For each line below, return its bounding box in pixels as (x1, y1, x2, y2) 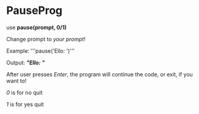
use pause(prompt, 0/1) (6, 24, 67, 31)
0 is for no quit (6, 89, 43, 96)
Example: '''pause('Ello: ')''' (6, 47, 75, 55)
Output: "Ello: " (6, 59, 46, 66)
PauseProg (6, 4, 62, 18)
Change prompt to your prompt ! (6, 35, 86, 42)
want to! (6, 77, 27, 84)
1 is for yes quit (6, 101, 44, 108)
